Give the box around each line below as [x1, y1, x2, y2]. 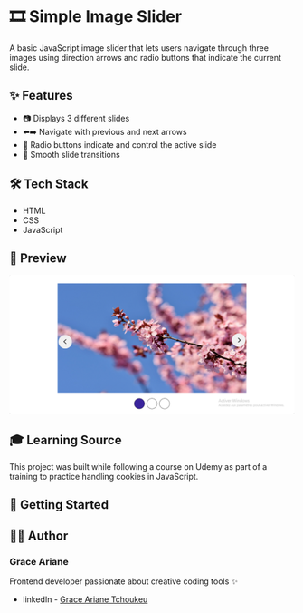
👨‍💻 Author [9, 528, 69, 543]
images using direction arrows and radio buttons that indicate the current [9, 52, 282, 63]
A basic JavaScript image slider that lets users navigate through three [9, 42, 270, 54]
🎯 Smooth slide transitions [22, 149, 120, 160]
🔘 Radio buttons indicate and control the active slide [22, 139, 217, 150]
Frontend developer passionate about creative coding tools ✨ [9, 576, 238, 587]
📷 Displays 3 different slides [22, 112, 130, 123]
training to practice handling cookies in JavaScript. [9, 471, 199, 482]
